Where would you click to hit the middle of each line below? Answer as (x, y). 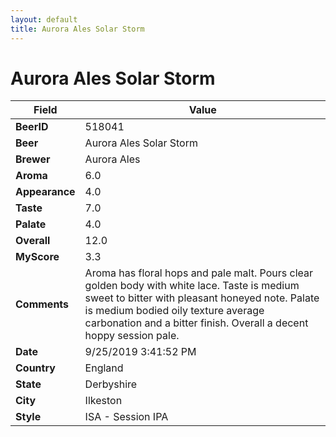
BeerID (32, 127)
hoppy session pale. (132, 336)
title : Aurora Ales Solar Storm (77, 29)
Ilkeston (103, 401)
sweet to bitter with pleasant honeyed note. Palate (202, 298)
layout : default (44, 19)
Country (35, 368)
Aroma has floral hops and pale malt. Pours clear (198, 273)
